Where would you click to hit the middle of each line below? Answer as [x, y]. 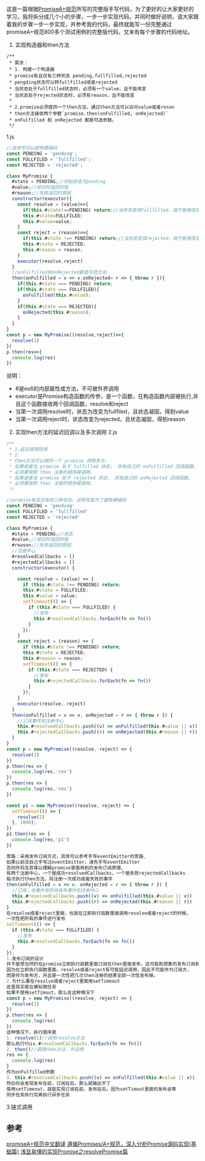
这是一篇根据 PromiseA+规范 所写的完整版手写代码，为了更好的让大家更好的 [100, 9]
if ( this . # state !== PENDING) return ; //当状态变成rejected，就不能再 [107, 239]
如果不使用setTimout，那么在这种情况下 [50, 993]
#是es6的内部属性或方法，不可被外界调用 [67, 389]
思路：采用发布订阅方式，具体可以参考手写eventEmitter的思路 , [76, 856]
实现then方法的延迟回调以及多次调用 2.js [66, 432]
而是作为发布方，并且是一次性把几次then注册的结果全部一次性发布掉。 [82, 975]
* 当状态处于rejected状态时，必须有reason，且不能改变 [72, 95]
